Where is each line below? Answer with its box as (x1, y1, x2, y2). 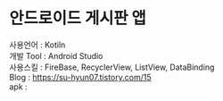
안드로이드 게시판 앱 (9, 8, 147, 29)
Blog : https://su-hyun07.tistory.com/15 (9, 72, 152, 82)
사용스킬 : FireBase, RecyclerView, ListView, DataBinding (9, 62, 215, 72)
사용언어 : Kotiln (9, 39, 66, 50)
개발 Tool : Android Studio (9, 50, 103, 61)
